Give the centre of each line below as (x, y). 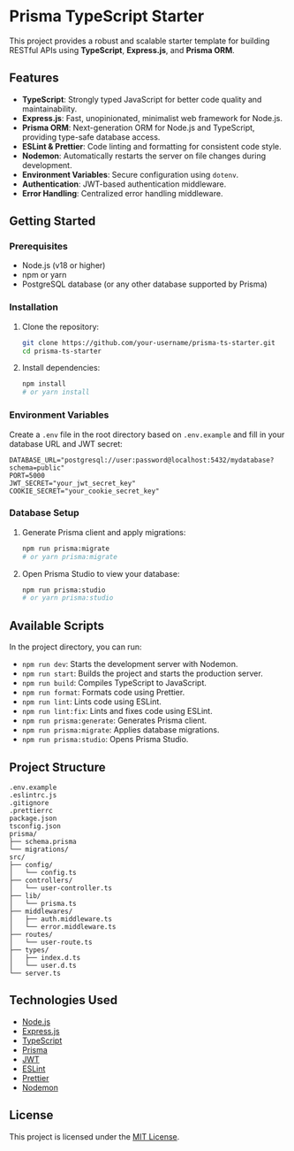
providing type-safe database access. (91, 137)
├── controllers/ (41, 880)
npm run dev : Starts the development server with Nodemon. (130, 664)
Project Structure (57, 767)
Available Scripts (57, 625)
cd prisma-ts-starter (61, 351)
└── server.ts (35, 973)
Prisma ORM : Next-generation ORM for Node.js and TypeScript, (138, 127)
